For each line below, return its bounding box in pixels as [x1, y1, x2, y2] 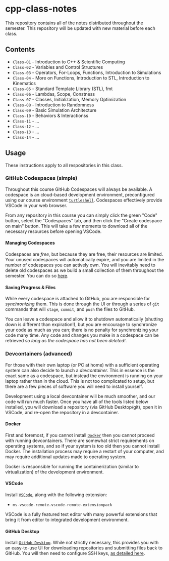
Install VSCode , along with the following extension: [5, 492, 107, 498]
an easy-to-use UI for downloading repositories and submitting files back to [5, 545, 163, 551]
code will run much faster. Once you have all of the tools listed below [5, 398, 149, 405]
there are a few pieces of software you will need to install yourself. [5, 383, 143, 389]
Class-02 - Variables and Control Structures [12, 64, 103, 70]
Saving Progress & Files [5, 284, 56, 290]
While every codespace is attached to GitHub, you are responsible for [5, 296, 150, 302]
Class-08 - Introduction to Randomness [12, 102, 94, 108]
